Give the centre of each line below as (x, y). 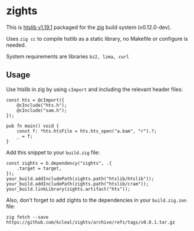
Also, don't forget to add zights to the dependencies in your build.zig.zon (96, 200)
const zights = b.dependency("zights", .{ (59, 163)
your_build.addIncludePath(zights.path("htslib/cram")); (78, 184)
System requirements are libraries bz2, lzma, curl (68, 56)
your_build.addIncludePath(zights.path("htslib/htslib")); (80, 178)
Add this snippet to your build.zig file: (53, 152)
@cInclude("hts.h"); (42, 105)
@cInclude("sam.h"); (42, 110)
